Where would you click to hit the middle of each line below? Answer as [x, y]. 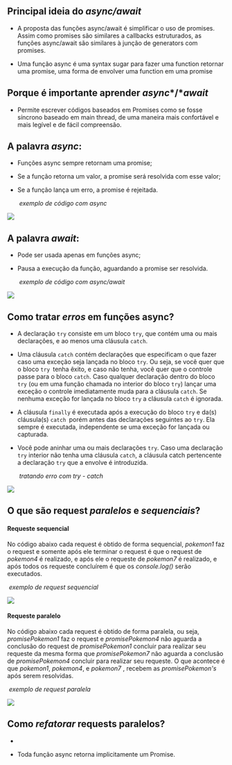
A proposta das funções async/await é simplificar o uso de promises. [116, 28]
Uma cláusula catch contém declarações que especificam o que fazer [117, 354]
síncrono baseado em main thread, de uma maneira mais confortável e [118, 117]
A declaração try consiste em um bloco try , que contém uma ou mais [117, 334]
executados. [25, 573]
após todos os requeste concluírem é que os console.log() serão [99, 566]
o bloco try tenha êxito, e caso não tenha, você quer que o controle [115, 369]
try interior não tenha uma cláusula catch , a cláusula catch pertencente [119, 455]
